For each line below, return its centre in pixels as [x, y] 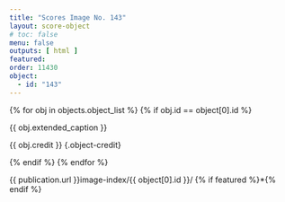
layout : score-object [50, 26]
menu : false [31, 43]
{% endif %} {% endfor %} [59, 162]
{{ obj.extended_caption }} [58, 127]
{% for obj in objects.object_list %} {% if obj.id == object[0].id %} [131, 110]
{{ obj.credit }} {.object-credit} [65, 145]
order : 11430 [34, 68]
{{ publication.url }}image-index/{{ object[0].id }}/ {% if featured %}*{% [143, 180]
